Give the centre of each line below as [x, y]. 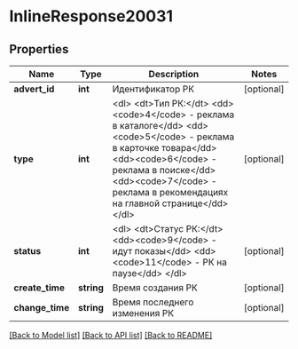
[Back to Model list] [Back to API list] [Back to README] [111, 335]
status [27, 251]
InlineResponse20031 [91, 16]
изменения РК [143, 313]
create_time [39, 288]
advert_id [34, 89]
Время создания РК [155, 288]
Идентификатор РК [153, 89]
